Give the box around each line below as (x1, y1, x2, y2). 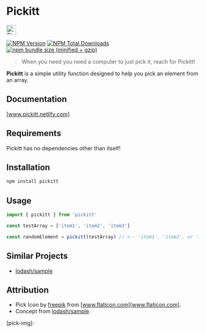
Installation (6, 162, 50, 172)
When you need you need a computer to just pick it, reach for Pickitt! (21, 58, 196, 65)
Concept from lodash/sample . (15, 308, 91, 315)
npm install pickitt (6, 178, 59, 185)
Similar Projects (6, 251, 69, 261)
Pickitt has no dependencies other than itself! (6, 144, 121, 151)
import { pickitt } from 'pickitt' (6, 212, 97, 218)
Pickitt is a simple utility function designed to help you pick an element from (6, 69, 199, 77)
